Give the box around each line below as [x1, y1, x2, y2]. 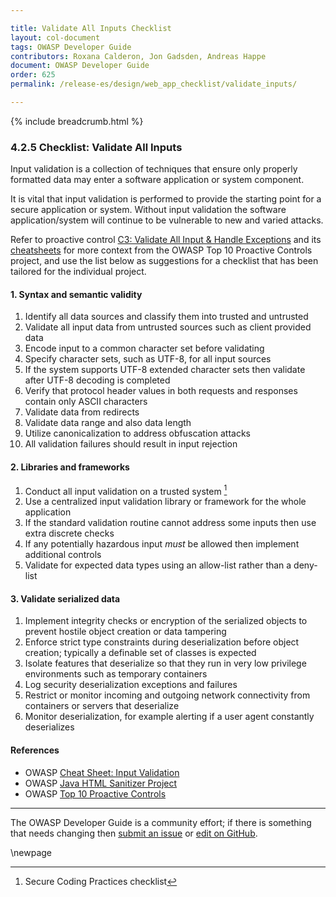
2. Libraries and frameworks [10, 461, 130, 473]
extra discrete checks [24, 527, 115, 540]
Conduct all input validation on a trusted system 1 [24, 483, 228, 497]
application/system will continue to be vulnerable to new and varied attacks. [10, 214, 324, 226]
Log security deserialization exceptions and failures [24, 679, 238, 691]
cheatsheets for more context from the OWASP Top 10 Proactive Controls [10, 244, 313, 256]
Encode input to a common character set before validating [24, 342, 265, 355]
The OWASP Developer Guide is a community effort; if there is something [10, 816, 312, 828]
